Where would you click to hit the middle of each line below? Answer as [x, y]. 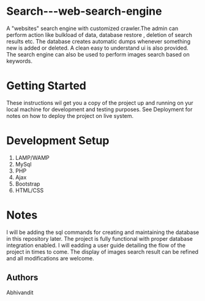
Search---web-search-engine [84, 11]
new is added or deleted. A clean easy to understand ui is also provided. [97, 48]
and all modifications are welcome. [50, 258]
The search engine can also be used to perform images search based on [98, 54]
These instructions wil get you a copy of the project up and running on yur [100, 103]
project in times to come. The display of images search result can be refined [102, 252]
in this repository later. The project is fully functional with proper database [100, 238]
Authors [22, 278]
